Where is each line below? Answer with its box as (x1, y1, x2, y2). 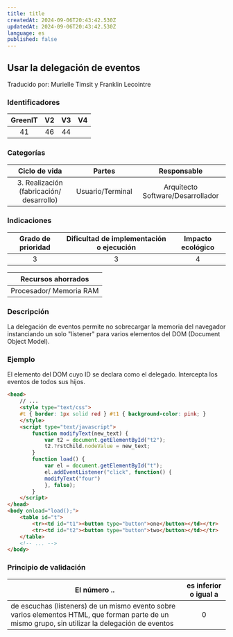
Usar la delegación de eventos (7, 62, 141, 74)
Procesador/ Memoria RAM (10, 286, 99, 295)
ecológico (181, 242, 215, 252)
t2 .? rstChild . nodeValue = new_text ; (44, 442, 150, 450)
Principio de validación (7, 563, 86, 572)
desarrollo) (21, 195, 58, 205)
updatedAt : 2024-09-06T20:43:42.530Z (7, 23, 116, 30)
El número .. (75, 585, 115, 595)
